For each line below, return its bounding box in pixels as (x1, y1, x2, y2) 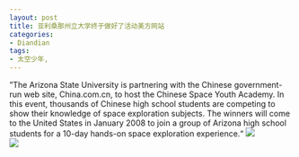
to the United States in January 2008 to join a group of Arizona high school (9, 118, 287, 128)
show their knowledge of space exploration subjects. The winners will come (9, 109, 290, 118)
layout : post (9, 13, 58, 22)
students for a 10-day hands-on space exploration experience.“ (9, 128, 244, 139)
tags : (9, 47, 30, 56)
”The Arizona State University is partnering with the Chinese (9, 80, 233, 90)
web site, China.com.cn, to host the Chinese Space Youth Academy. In (23, 89, 285, 100)
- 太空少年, (9, 55, 49, 64)
